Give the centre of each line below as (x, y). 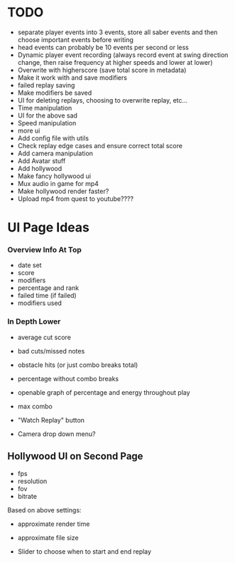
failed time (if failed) (47, 296)
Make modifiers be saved (55, 93)
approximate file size (48, 537)
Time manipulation (45, 108)
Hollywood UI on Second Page (75, 456)
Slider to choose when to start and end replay (84, 551)
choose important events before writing (75, 39)
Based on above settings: (44, 510)
